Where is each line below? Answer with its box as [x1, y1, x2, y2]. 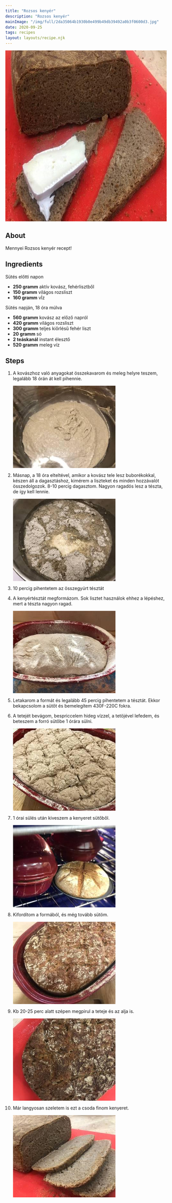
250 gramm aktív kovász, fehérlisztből [12, 283, 95, 290]
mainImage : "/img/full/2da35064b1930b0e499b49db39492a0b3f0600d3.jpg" [5, 19, 159, 24]
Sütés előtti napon [5, 273, 44, 280]
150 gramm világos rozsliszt [12, 289, 73, 295]
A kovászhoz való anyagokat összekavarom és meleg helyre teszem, [12, 370, 158, 376]
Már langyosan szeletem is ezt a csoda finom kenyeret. [12, 1105, 129, 1111]
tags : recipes [5, 30, 36, 35]
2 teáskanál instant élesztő [12, 336, 71, 342]
